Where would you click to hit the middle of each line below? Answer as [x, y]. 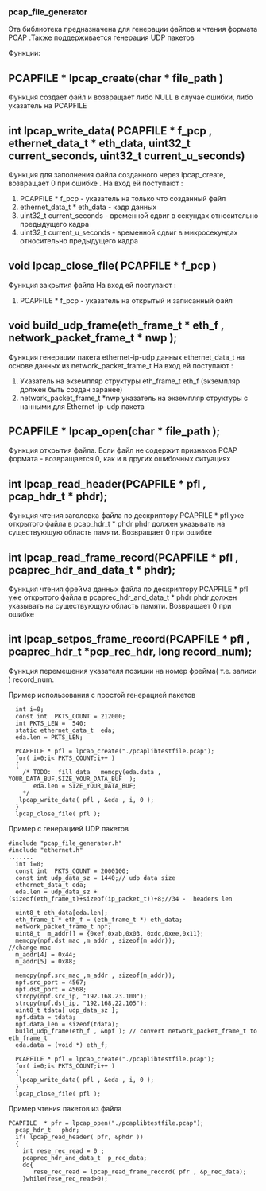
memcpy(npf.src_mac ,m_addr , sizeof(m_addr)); [96, 975]
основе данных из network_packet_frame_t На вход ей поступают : [121, 365]
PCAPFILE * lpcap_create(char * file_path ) [116, 78]
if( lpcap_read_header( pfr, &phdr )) [80, 1137]
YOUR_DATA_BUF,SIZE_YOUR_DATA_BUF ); [72, 779]
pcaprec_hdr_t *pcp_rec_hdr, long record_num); [130, 652]
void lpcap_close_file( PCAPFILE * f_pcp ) [112, 266]
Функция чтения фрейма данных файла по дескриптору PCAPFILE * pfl [128, 589]
